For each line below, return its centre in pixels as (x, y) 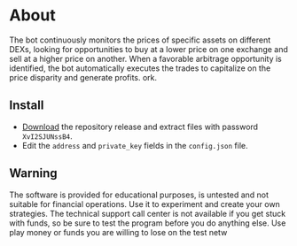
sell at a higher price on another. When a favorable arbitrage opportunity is (145, 58)
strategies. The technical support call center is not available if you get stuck (148, 213)
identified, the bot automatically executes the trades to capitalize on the (140, 68)
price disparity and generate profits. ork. (83, 77)
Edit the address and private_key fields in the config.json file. (135, 145)
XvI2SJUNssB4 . (47, 136)
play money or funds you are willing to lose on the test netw (118, 232)
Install (27, 106)
